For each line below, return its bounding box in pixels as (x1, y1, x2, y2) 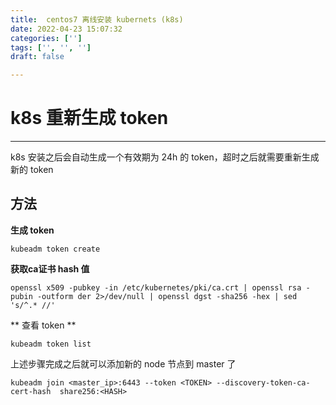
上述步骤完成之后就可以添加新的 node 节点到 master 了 (10, 357, 237, 370)
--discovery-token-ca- (216, 377, 311, 388)
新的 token (10, 164, 54, 176)
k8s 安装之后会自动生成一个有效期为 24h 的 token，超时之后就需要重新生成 (10, 151, 320, 163)
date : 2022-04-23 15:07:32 (10, 24, 123, 34)
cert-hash (10, 386, 52, 396)
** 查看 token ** (10, 319, 77, 331)
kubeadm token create (10, 244, 101, 254)
